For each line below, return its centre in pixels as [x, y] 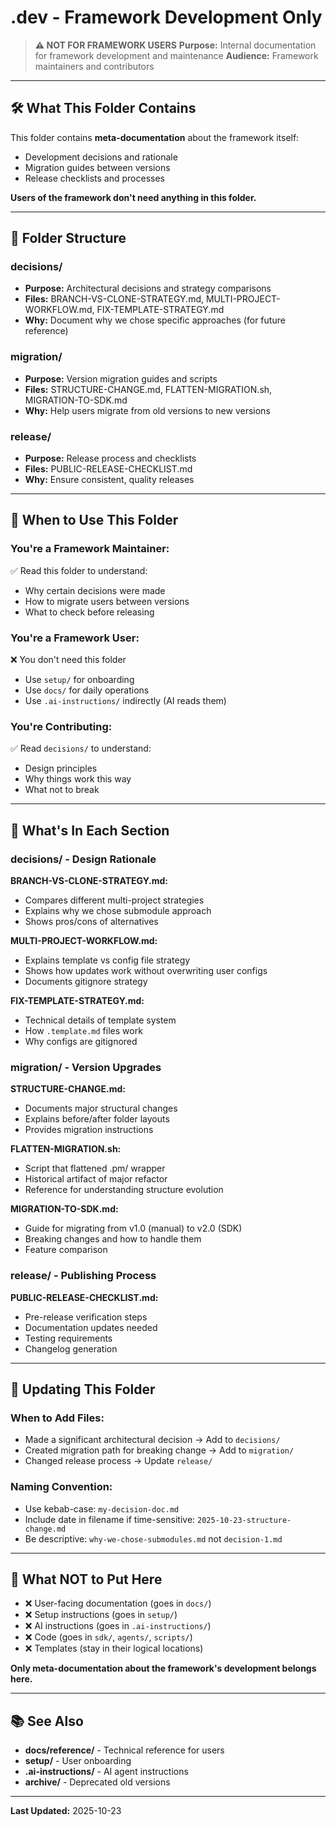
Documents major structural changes [101, 1108]
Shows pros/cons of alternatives [91, 921]
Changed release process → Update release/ [118, 1461]
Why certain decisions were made [95, 590]
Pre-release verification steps [86, 1317]
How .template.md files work [83, 1030]
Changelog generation [71, 1348]
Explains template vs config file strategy [107, 960]
